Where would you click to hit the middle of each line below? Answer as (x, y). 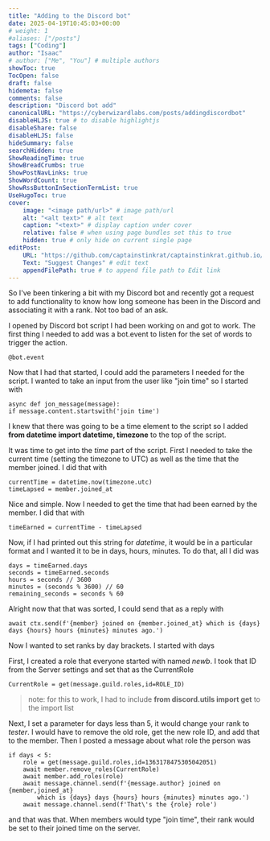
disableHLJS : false (41, 135)
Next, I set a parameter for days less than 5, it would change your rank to (129, 724)
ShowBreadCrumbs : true (46, 166)
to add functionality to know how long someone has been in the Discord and (135, 302)
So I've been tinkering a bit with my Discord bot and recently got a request (131, 293)
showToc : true (32, 68)
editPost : (25, 248)
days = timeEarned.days (48, 566)
